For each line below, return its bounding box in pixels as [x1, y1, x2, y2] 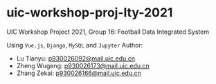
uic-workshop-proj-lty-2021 [6, 5, 173, 21]
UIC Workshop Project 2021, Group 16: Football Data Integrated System [6, 28, 209, 36]
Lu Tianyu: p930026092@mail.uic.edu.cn [16, 54, 136, 63]
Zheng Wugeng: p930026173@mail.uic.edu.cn [16, 61, 150, 70]
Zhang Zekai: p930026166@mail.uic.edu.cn [16, 69, 141, 77]
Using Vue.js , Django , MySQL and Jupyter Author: [6, 41, 143, 49]
